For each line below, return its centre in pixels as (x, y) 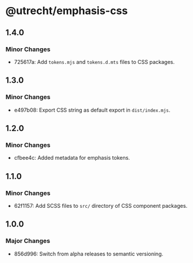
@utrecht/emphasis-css (67, 11)
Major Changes (28, 241)
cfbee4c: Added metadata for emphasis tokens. (72, 158)
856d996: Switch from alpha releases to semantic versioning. (89, 254)
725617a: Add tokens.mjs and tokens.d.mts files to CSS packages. (94, 62)
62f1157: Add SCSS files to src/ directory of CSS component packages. (101, 205)
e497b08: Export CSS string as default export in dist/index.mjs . (92, 110)
